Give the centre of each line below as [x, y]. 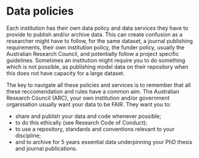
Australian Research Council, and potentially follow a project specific [92, 53]
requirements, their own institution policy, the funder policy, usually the [96, 47]
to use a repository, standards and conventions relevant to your [95, 129]
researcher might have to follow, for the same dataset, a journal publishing [100, 41]
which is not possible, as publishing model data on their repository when [97, 67]
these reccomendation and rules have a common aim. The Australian [93, 91]
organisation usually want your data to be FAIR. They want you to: [89, 104]
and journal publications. [46, 148]
